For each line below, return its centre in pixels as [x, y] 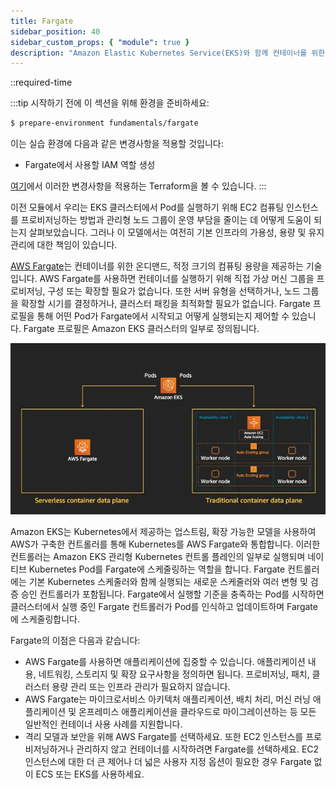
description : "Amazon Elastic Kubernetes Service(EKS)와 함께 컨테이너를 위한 [168, 53]
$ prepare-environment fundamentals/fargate [104, 123]
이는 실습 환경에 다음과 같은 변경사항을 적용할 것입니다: [117, 144]
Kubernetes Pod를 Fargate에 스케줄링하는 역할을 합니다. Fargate [157, 569]
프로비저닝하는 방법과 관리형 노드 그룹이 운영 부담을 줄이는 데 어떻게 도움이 [166, 220]
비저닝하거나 [49, 749]
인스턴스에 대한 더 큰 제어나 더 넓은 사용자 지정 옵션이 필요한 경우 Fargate [168, 762]
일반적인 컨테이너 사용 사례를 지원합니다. [103, 724]
